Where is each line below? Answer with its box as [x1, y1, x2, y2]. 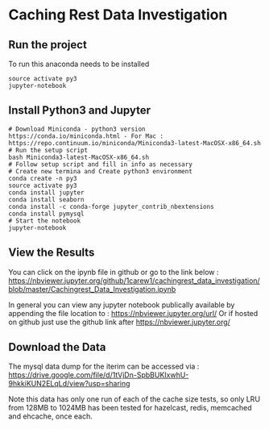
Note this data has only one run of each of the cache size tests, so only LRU [8, 394, 260, 404]
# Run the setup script [8, 146, 89, 154]
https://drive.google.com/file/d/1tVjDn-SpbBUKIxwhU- [8, 370, 189, 380]
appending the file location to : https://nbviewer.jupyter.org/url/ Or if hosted [8, 308, 259, 318]
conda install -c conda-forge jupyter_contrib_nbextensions [8, 202, 215, 210]
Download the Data [8, 340, 106, 354]
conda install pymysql [8, 210, 85, 218]
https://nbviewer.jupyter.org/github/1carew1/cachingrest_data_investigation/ [8, 276, 260, 285]
